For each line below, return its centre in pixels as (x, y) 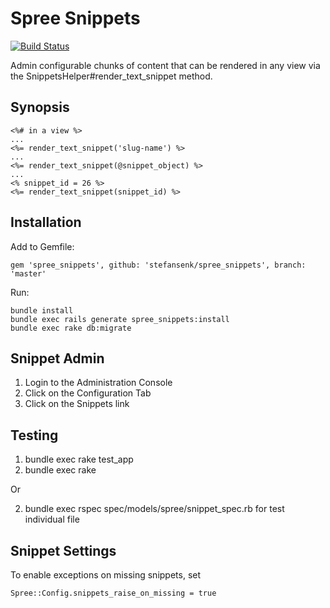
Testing (34, 435)
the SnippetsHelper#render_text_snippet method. (111, 76)
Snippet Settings (63, 550)
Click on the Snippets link (77, 404)
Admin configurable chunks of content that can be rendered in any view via (165, 65)
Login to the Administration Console (98, 383)
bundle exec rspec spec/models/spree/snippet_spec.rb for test (154, 509)
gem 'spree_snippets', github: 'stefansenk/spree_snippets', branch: (158, 265)
